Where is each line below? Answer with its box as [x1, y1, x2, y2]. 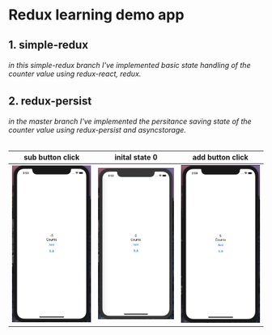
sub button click [23, 152, 80, 163]
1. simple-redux [8, 38, 89, 52]
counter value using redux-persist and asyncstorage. [8, 125, 186, 135]
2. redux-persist [8, 94, 92, 108]
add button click [192, 152, 249, 163]
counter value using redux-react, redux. [8, 69, 142, 78]
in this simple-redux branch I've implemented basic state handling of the [8, 61, 251, 70]
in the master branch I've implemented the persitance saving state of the [8, 117, 253, 126]
